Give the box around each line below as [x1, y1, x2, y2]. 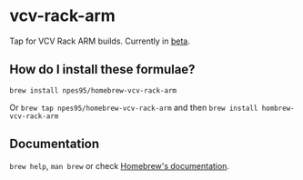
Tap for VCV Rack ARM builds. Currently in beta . [9, 35, 191, 46]
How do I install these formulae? [9, 62, 196, 77]
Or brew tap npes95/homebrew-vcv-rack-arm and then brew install [9, 102, 258, 113]
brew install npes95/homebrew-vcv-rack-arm [9, 85, 177, 95]
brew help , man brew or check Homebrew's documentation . [9, 160, 230, 171]
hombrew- [261, 104, 295, 113]
